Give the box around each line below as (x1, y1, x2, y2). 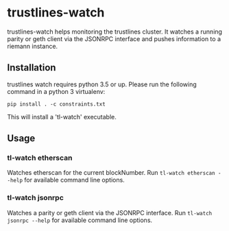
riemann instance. (7, 42, 58, 50)
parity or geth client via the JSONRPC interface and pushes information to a (7, 34, 221, 42)
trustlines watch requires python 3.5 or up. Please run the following (7, 80, 197, 88)
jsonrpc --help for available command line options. (7, 216, 153, 224)
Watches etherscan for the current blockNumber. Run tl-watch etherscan (7, 169, 215, 177)
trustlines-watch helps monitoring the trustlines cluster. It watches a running (7, 27, 223, 36)
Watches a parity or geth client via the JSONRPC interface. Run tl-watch (7, 208, 213, 217)
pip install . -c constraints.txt (7, 101, 106, 108)
